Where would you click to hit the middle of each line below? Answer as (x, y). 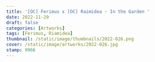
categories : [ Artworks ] (36, 28)
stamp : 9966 (21, 50)
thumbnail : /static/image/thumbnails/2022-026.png (70, 39)
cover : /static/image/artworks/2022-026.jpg (62, 45)
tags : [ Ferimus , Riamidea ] (39, 34)
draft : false (22, 22)
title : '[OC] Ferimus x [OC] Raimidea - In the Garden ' (78, 12)
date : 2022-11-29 (28, 17)
